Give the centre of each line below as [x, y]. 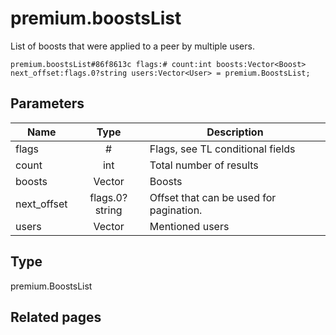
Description [235, 132]
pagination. [176, 210]
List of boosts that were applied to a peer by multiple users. [132, 46]
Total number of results [204, 165]
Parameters [47, 103]
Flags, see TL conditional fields [222, 149]
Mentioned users [189, 226]
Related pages [56, 317]
